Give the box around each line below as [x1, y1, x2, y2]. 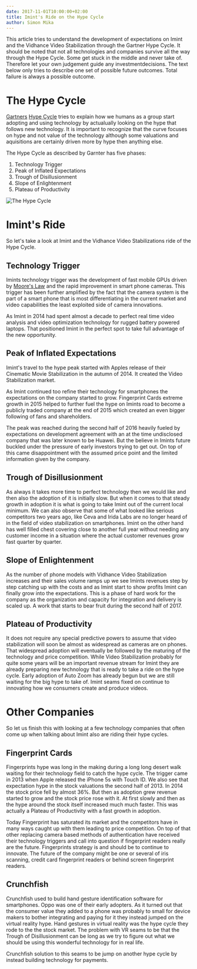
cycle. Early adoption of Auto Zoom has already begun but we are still [6, 672, 175, 679]
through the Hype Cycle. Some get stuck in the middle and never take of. [6, 54, 182, 62]
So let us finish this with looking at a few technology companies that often [6, 724, 185, 732]
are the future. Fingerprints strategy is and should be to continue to [6, 844, 169, 851]
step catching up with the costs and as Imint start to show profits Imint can [6, 583, 187, 590]
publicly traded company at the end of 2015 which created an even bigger [6, 406, 185, 413]
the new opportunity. [6, 332, 57, 339]
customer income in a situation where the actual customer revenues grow [6, 532, 185, 539]
